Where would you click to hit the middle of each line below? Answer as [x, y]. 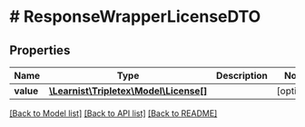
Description [242, 76]
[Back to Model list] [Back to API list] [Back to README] [113, 113]
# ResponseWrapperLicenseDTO [135, 17]
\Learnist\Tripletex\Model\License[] [128, 91]
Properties [40, 50]
